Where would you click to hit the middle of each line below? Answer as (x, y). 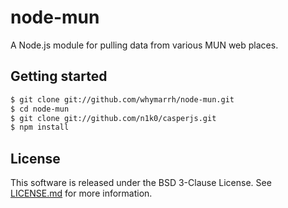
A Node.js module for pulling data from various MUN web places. (144, 45)
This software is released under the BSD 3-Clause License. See (141, 183)
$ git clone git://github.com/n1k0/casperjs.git (113, 118)
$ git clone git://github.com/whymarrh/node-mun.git (122, 99)
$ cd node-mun (40, 109)
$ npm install (40, 127)
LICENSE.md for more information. (81, 193)
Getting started (59, 76)
